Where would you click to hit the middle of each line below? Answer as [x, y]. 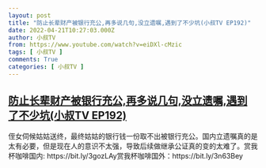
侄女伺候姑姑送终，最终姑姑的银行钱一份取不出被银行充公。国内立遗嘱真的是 [133, 136]
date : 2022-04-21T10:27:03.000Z [61, 30]
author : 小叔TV [32, 37]
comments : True [33, 60]
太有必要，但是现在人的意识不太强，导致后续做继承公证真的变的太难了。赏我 [133, 146]
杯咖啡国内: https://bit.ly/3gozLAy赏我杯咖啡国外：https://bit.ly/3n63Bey [126, 155]
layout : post [30, 15]
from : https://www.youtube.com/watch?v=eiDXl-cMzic [95, 45]
